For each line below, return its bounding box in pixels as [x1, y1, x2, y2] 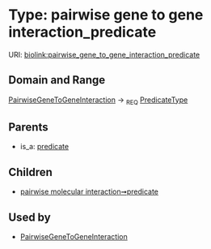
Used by [8, 210, 51, 224]
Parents [8, 120, 49, 134]
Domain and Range [8, 73, 106, 87]
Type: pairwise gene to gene [8, 6, 204, 24]
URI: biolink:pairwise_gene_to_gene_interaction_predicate [8, 49, 200, 59]
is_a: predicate [19, 142, 70, 152]
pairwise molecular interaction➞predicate [19, 187, 159, 196]
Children [8, 165, 53, 179]
